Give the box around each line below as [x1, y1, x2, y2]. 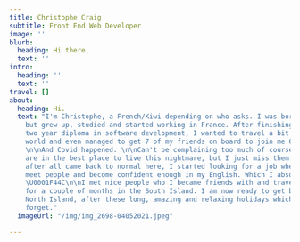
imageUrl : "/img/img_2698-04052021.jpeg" [17, 211, 174, 221]
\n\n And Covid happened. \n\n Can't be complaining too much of [25, 145, 266, 154]
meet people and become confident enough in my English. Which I [25, 170, 274, 179]
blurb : [9, 37, 34, 47]
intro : [9, 63, 34, 72]
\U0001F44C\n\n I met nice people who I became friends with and [25, 179, 270, 188]
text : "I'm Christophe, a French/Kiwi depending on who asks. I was [17, 112, 278, 121]
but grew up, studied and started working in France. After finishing [25, 121, 294, 130]
